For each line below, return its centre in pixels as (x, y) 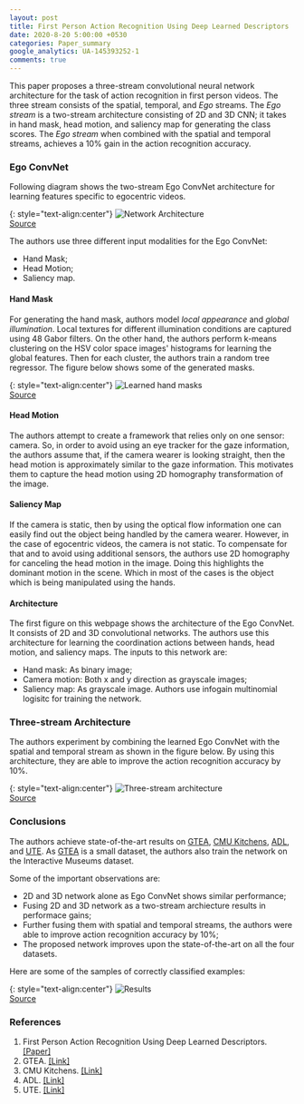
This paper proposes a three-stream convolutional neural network (132, 86)
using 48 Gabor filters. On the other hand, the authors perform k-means (143, 338)
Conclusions (38, 822)
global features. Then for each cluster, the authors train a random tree (139, 357)
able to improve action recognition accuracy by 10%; (120, 934)
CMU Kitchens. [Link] (62, 1070)
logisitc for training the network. (82, 699)
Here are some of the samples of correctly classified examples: (128, 971)
